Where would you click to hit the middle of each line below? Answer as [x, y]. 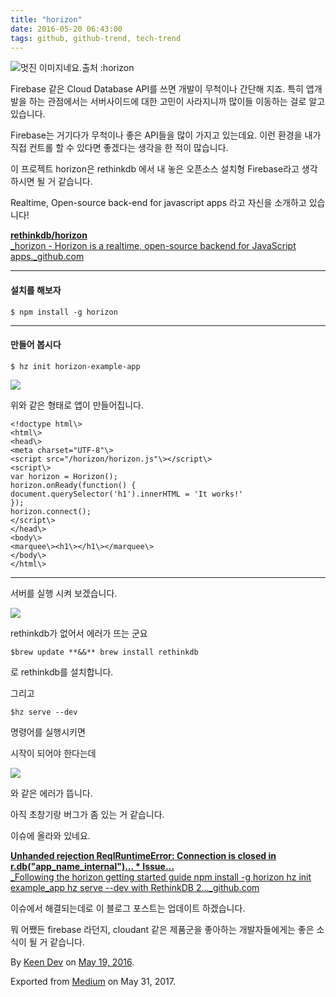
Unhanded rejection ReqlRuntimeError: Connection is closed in [143, 855]
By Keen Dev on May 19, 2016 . [72, 962]
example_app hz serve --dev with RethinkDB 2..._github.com [135, 887]
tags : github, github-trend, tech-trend [96, 38]
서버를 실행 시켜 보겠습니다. [64, 593]
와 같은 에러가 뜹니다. [51, 793]
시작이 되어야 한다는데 [53, 753]
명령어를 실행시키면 [48, 732]
